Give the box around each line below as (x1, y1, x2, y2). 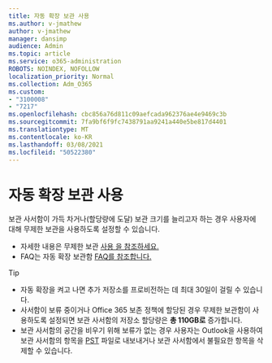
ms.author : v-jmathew (8, 20, 82, 28)
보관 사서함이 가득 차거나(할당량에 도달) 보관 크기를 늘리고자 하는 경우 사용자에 (8, 214, 257, 224)
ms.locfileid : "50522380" (8, 148, 96, 156)
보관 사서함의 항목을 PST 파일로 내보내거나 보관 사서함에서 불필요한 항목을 (19, 335, 256, 346)
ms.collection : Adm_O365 (8, 80, 93, 88)
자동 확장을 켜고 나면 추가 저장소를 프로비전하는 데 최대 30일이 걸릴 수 (19, 285, 242, 295)
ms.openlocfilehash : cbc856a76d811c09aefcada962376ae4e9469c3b (8, 111, 227, 119)
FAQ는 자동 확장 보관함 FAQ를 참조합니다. (19, 251, 152, 261)
